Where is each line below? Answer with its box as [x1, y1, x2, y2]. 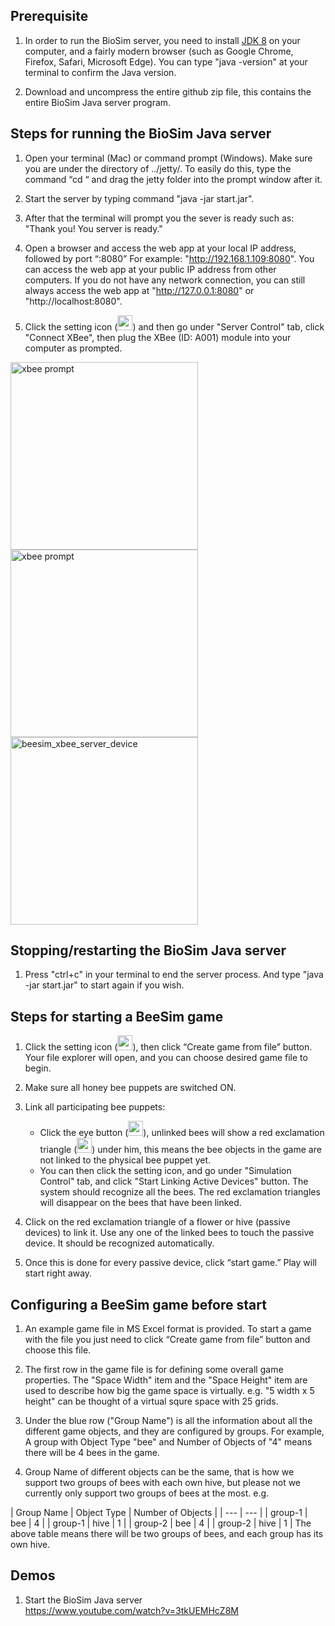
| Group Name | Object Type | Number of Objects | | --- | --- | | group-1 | [10, 1507, 308, 1519]
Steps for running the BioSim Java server [10, 125, 272, 143]
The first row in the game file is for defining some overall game [24, 1364, 284, 1376]
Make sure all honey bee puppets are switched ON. [24, 1082, 237, 1094]
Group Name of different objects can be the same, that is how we [24, 1466, 295, 1478]
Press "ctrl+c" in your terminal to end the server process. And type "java [24, 969, 324, 981]
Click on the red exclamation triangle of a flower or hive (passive [24, 1216, 291, 1228]
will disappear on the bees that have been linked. [39, 1197, 242, 1209]
